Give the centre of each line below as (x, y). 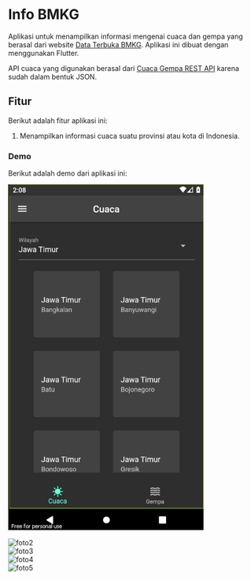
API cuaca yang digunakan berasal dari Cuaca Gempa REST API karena (124, 68)
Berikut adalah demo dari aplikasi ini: (68, 173)
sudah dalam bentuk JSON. (52, 76)
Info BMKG (44, 15)
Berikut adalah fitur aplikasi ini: (58, 121)
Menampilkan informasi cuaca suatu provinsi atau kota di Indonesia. (129, 136)
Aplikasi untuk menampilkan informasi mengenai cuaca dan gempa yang (126, 36)
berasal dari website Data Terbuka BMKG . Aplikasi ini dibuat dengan (118, 44)
